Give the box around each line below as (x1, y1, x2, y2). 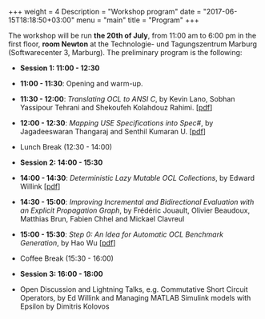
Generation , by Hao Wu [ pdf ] (19, 238, 116, 247)
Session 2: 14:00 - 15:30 (19, 158, 103, 167)
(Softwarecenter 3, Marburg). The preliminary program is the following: (8, 48, 243, 57)
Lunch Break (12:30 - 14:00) (19, 142, 113, 151)
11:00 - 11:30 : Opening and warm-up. (19, 79, 143, 88)
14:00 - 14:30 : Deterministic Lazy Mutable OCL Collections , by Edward (19, 173, 255, 182)
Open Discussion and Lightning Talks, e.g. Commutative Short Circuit (19, 285, 248, 294)
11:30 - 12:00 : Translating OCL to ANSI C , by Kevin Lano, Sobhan (19, 94, 235, 103)
